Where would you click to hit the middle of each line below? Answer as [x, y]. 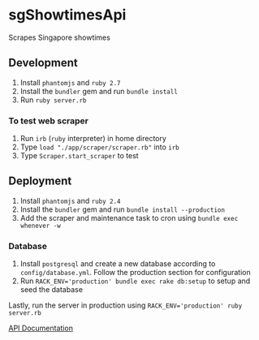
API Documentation [41, 328]
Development [43, 63]
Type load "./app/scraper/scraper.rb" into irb [100, 147]
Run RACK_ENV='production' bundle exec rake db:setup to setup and [135, 281]
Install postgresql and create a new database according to [118, 264]
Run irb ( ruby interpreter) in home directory [93, 139]
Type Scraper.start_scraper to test [80, 156]
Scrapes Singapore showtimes [60, 37]
